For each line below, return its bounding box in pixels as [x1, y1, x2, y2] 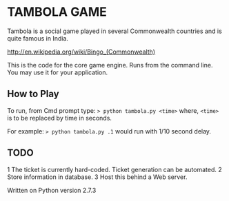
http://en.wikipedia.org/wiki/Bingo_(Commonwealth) [7, 47, 156, 56]
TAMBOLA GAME [7, 4, 107, 20]
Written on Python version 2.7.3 [7, 186, 97, 194]
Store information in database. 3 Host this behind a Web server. [7, 173, 188, 181]
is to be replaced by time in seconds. [7, 114, 112, 122]
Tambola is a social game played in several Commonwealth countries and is [7, 27, 222, 35]
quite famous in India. [7, 34, 69, 42]
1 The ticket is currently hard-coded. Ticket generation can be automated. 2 [7, 165, 222, 173]
